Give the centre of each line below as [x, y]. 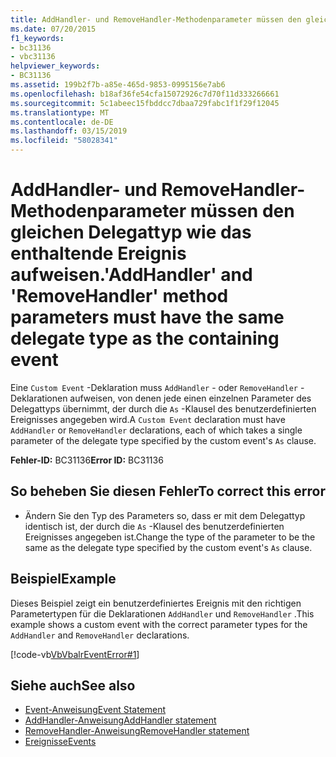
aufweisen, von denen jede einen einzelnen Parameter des [190, 398]
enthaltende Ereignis [98, 253]
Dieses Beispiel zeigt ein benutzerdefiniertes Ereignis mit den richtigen [156, 603]
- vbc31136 [33, 57]
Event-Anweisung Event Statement [95, 710]
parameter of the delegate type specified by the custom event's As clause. [163, 440]
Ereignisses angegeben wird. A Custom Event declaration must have [148, 419]
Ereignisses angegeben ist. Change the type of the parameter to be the [170, 537]
